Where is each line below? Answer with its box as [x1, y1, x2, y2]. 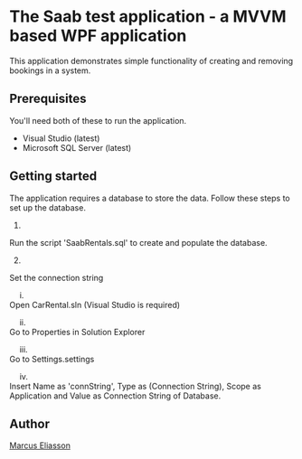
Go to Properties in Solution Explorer [9, 326, 146, 337]
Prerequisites [9, 91, 87, 107]
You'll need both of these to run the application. [9, 115, 187, 126]
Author [9, 416, 50, 431]
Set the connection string [9, 272, 104, 283]
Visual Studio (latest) [22, 133, 100, 144]
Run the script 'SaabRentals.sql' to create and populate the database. [9, 237, 269, 248]
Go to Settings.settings [9, 353, 95, 364]
